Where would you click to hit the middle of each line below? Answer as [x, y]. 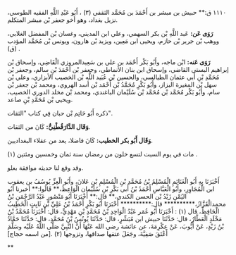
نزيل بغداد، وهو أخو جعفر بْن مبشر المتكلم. [63, 20]
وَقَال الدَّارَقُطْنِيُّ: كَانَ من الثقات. [49, 127]
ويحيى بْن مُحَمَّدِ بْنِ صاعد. [40, 99]
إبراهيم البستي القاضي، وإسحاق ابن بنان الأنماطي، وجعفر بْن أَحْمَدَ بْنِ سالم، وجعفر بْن [118, 69]
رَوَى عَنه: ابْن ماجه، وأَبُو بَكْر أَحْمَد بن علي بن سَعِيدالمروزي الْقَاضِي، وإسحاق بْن [109, 62]
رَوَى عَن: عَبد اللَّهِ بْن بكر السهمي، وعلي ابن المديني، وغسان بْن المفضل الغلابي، [110, 33]
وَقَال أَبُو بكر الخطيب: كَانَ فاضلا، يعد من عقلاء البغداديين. [80, 140]
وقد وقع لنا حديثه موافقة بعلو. [45, 168]
